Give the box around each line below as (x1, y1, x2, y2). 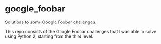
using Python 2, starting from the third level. (5, 33, 94, 39)
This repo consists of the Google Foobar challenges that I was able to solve (5, 28, 157, 34)
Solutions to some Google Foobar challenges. (5, 19, 97, 25)
